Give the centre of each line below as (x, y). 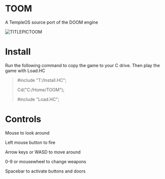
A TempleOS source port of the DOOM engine (52, 22)
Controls (23, 119)
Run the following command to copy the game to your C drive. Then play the (82, 65)
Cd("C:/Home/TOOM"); (41, 90)
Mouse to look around (27, 133)
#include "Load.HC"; (38, 99)
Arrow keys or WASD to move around (43, 152)
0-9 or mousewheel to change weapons (46, 161)
